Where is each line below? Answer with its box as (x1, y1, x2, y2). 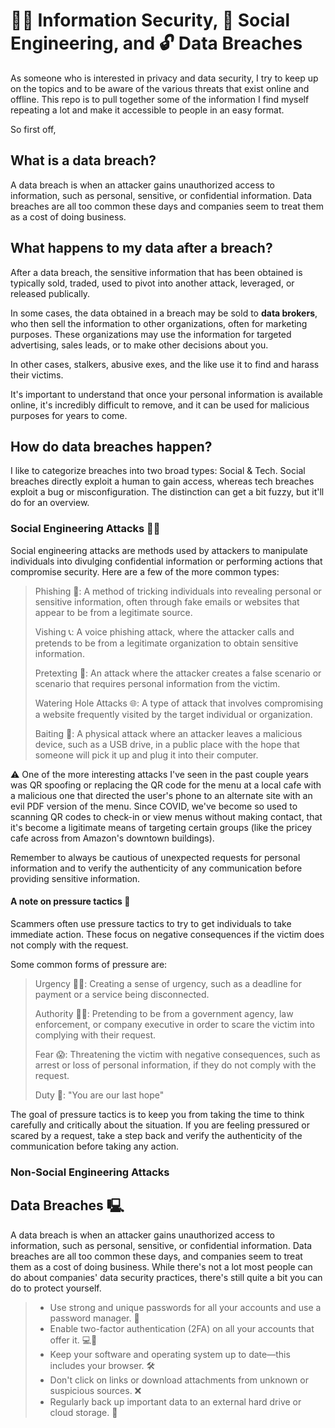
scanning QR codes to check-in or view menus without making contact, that (10, 810, 323, 823)
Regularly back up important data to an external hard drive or (49, 1395, 302, 1408)
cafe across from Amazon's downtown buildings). (10, 832, 215, 844)
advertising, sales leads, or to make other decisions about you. (10, 339, 269, 351)
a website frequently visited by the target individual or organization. (34, 708, 313, 720)
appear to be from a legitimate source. (34, 606, 193, 618)
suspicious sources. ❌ (49, 1384, 142, 1396)
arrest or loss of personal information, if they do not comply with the (34, 1059, 317, 1071)
